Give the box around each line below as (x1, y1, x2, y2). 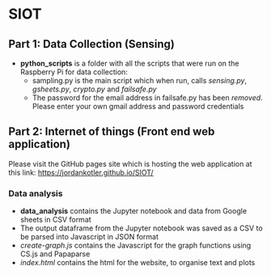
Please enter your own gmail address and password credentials (32, 102, 244, 111)
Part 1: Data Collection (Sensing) (8, 37, 176, 51)
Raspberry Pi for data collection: (19, 67, 128, 77)
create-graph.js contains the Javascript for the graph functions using (19, 240, 252, 251)
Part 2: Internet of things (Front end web (8, 125, 215, 138)
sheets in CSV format (19, 215, 91, 225)
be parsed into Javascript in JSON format (19, 232, 159, 242)
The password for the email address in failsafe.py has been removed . (32, 93, 263, 102)
